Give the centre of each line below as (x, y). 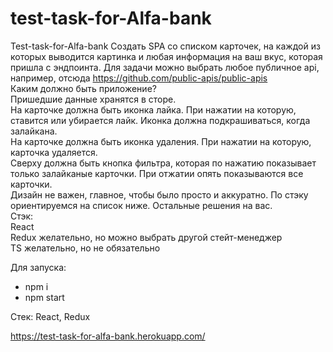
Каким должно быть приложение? (83, 88)
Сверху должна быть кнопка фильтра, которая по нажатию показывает (163, 163)
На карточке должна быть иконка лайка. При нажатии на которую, (153, 109)
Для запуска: (38, 267)
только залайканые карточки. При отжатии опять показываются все (157, 173)
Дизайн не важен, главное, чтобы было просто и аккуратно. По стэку (159, 194)
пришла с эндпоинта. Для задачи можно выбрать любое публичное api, (165, 67)
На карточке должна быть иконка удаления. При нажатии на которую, (161, 141)
